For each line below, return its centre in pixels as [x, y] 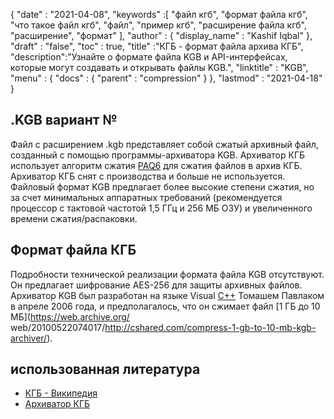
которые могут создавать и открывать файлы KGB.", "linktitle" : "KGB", [159, 67]
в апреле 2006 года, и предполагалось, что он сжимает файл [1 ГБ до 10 [165, 306]
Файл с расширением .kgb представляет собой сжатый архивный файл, [164, 144]
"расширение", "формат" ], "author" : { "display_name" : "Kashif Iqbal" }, [161, 35]
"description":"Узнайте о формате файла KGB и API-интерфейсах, [149, 57]
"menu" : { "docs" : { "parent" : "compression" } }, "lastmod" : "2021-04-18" [166, 78]
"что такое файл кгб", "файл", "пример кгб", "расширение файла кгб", [159, 25]
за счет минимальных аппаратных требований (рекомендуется [146, 197]
